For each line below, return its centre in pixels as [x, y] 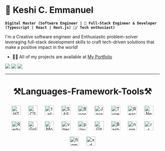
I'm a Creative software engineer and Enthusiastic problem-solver [72, 37]
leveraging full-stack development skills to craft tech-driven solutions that [80, 42]
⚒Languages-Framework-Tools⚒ [82, 92]
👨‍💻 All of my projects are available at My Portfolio [62, 57]
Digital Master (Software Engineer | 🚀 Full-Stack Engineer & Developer [81, 23]
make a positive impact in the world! [42, 47]
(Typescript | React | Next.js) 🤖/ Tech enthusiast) [60, 27]
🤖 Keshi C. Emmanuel [49, 10]
